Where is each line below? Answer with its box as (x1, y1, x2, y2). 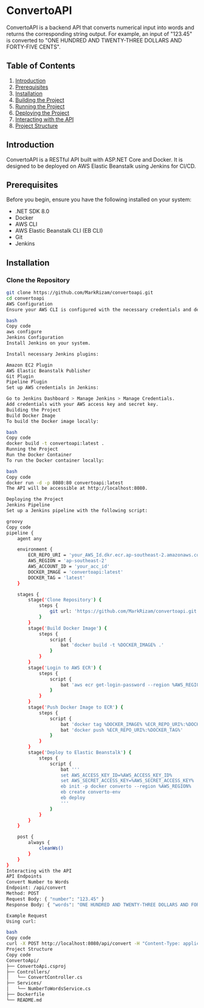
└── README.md (6, 997, 42, 1003)
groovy (6, 518, 23, 524)
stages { (17, 591, 39, 597)
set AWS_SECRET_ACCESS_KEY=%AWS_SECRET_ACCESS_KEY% (60, 778, 194, 784)
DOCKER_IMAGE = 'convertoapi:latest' (28, 569, 123, 575)
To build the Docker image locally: (6, 418, 99, 424)
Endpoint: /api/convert (6, 885, 67, 891)
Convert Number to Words (6, 879, 69, 885)
